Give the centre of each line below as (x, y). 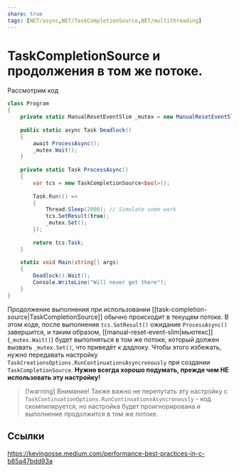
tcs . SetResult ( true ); (78, 216)
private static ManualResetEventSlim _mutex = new (97, 117)
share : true (25, 14)
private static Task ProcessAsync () (75, 170)
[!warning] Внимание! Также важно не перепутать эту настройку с (126, 391)
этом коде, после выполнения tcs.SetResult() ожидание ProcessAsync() (117, 324)
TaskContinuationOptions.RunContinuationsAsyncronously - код (118, 399)
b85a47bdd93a (30, 461)
